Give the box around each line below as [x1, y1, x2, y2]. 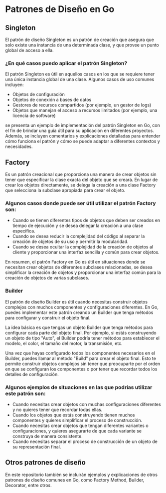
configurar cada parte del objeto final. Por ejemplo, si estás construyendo [5, 329, 157, 335]
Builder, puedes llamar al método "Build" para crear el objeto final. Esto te [5, 355, 156, 361]
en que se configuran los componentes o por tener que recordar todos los [5, 366, 158, 372]
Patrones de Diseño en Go [5, 3, 115, 15]
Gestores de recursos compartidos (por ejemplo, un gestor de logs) [12, 102, 152, 108]
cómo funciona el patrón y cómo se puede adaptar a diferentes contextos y [5, 138, 161, 144]
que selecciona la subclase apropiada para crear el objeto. [5, 187, 126, 193]
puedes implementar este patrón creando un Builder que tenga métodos [5, 309, 154, 315]
